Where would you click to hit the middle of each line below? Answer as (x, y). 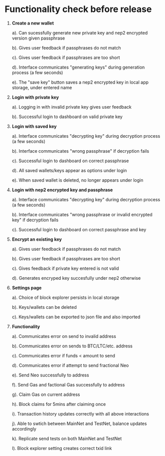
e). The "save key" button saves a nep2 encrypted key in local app (80, 82)
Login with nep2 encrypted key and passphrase (62, 190)
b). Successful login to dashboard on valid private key (67, 117)
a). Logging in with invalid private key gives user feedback (72, 107)
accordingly (24, 428)
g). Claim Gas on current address (46, 394)
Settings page (27, 288)
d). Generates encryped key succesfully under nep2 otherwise (76, 278)
